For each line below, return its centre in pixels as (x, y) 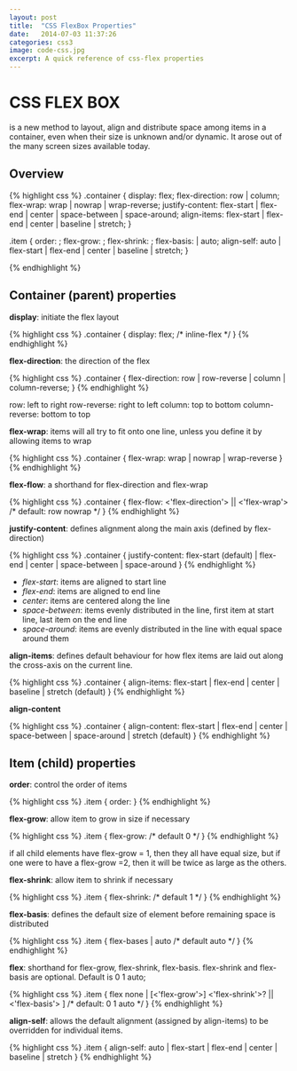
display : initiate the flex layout (64, 317)
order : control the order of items (68, 785)
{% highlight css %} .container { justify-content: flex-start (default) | (133, 555)
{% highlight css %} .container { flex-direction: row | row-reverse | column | (148, 377)
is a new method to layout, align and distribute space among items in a (138, 127)
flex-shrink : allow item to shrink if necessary (91, 880)
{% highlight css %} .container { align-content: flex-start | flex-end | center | (148, 726)
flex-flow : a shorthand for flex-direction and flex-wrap (109, 484)
